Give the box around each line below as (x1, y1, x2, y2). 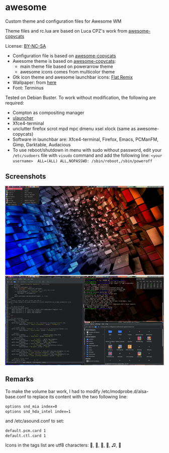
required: (5, 100, 24, 106)
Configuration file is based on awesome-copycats (12, 52, 116, 59)
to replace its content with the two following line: (27, 394, 128, 400)
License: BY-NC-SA (5, 43, 46, 49)
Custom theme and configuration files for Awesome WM (5, 18, 122, 24)
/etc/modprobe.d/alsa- (101, 388, 149, 394)
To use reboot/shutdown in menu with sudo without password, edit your (12, 147, 162, 153)
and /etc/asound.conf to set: (5, 418, 64, 424)
